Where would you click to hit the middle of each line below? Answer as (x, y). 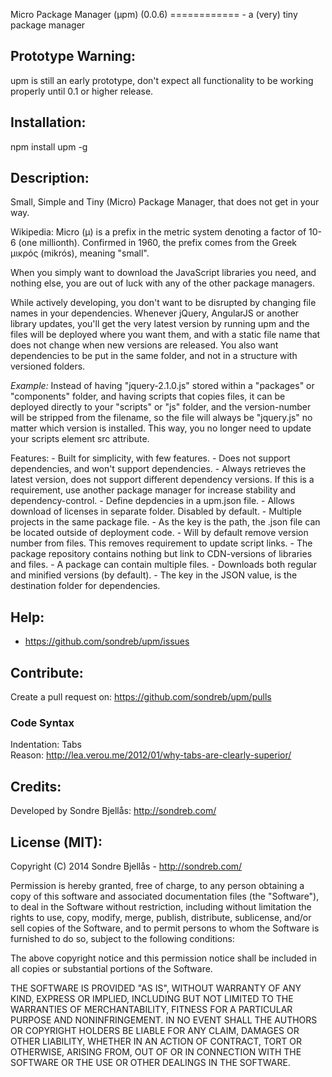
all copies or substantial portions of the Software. (111, 968)
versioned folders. (48, 366)
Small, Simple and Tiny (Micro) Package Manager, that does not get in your (165, 202)
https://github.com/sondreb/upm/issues (107, 641)
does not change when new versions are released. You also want (144, 345)
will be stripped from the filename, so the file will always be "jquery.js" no (161, 418)
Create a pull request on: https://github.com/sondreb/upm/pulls (141, 697)
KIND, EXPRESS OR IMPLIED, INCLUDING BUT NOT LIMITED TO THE (152, 998)
